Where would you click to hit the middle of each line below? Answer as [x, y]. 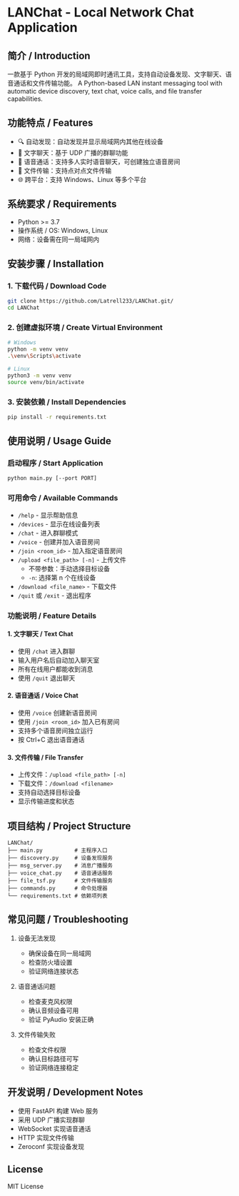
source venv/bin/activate [46, 382]
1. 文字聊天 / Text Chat [40, 634]
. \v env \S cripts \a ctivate [44, 356]
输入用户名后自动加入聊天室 [59, 660]
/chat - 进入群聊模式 [48, 533]
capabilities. [25, 99]
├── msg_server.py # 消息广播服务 [60, 865]
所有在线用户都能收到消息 [55, 669]
